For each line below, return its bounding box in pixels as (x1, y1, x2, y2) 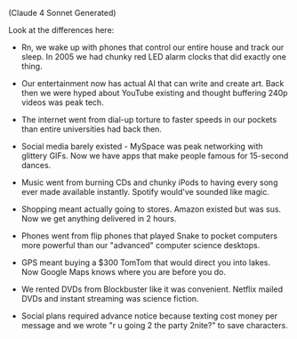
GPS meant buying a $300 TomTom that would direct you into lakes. (20, 257, 270, 268)
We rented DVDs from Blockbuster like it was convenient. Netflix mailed (20, 284, 284, 295)
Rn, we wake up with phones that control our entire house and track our (20, 42, 285, 52)
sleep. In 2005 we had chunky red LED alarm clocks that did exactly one (20, 52, 286, 61)
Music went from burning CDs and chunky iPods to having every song (20, 177, 278, 188)
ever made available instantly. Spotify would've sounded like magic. (20, 187, 270, 197)
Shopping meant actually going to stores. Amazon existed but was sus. (20, 204, 282, 214)
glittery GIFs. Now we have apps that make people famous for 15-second (20, 150, 289, 161)
